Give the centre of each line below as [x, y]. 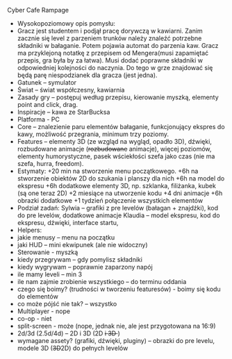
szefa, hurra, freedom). [50, 164]
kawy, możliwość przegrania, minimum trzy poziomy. [93, 134]
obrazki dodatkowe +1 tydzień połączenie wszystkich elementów [110, 200]
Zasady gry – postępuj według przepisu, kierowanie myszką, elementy [118, 97]
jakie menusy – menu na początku [66, 237]
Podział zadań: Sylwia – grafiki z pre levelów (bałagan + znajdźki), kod [118, 208]
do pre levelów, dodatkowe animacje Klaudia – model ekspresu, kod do [118, 215]
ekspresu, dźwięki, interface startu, [68, 223]
